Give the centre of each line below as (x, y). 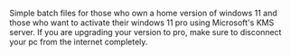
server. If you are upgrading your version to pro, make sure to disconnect (145, 32)
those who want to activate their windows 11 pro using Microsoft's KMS (142, 23)
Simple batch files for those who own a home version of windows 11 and (143, 13)
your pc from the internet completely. (79, 42)
